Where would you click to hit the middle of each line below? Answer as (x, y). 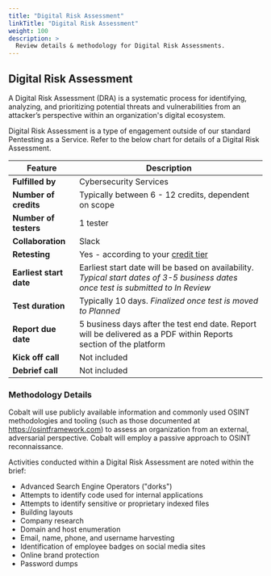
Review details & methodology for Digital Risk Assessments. (121, 46)
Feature (42, 168)
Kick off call (36, 357)
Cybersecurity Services (124, 181)
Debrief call (35, 370)
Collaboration (39, 241)
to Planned (100, 310)
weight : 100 (28, 31)
